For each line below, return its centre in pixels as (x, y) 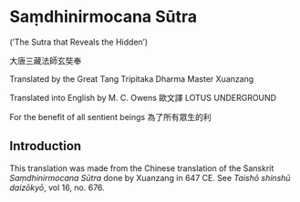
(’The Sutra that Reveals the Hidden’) (79, 42)
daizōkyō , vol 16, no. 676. (57, 187)
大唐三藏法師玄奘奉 (46, 60)
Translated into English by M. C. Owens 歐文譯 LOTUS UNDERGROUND (143, 97)
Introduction (46, 146)
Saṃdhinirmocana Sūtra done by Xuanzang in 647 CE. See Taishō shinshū (150, 177)
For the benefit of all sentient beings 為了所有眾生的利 (110, 116)
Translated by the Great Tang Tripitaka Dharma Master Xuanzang (132, 78)
